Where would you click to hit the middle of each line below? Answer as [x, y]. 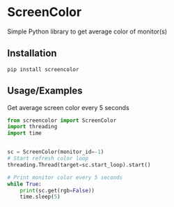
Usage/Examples [45, 91]
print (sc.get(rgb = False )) [57, 190]
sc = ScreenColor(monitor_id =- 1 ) [56, 152]
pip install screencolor [43, 69]
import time [24, 133]
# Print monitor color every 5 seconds [65, 177]
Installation [32, 53]
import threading [32, 127]
